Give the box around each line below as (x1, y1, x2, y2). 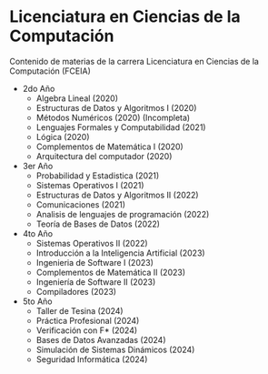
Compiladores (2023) (35, 286, 116, 297)
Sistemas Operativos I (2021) (35, 179, 144, 190)
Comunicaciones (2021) (35, 198, 125, 210)
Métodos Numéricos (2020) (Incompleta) (35, 112, 191, 123)
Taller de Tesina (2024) (35, 305, 124, 316)
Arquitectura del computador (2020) (35, 150, 173, 161)
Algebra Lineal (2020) (35, 93, 119, 104)
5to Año (22, 296, 53, 307)
